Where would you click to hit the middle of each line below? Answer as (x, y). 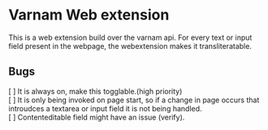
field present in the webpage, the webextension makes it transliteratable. (130, 45)
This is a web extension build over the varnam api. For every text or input (130, 37)
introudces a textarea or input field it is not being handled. (105, 108)
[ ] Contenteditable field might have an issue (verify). (97, 117)
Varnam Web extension (89, 15)
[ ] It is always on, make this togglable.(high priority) (95, 91)
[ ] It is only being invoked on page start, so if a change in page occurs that (134, 100)
